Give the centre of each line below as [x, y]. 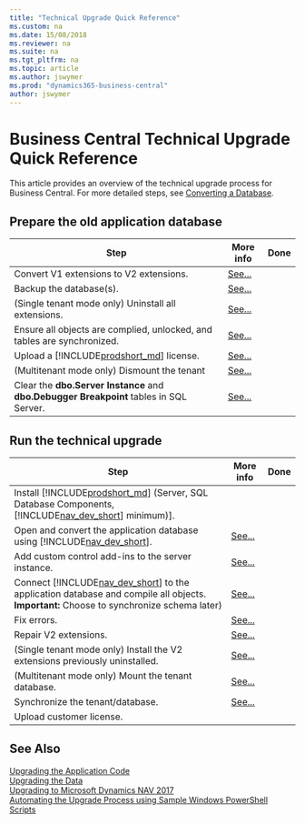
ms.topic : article [44, 69]
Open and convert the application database [106, 530]
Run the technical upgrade [86, 441]
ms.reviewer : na [40, 43]
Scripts [23, 809]
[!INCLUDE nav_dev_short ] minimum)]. [94, 516]
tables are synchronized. [67, 341]
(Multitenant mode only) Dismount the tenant [110, 371]
